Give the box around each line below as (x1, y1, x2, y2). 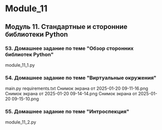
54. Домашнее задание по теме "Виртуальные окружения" (5, 74, 157, 81)
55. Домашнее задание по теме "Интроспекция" (5, 108, 130, 115)
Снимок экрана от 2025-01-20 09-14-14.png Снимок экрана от (5, 91, 137, 97)
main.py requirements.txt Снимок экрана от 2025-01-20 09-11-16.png (5, 85, 149, 91)
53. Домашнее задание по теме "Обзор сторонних (5, 45, 134, 52)
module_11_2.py (5, 119, 36, 125)
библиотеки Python (5, 30, 68, 38)
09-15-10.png (11, 96, 39, 102)
